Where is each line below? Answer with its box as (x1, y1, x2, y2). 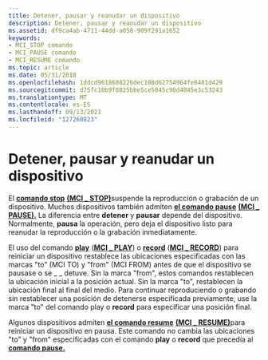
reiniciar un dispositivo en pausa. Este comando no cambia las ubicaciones (8, 326, 255, 335)
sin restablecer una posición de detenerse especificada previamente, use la (8, 293, 258, 303)
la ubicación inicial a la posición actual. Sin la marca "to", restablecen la (8, 276, 243, 286)
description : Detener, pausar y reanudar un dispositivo (8, 19, 202, 27)
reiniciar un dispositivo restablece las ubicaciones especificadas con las (8, 251, 246, 260)
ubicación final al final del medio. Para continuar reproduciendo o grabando (8, 285, 257, 295)
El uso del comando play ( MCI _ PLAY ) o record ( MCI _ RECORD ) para (8, 243, 239, 252)
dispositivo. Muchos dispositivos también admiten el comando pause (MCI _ (8, 201, 260, 212)
